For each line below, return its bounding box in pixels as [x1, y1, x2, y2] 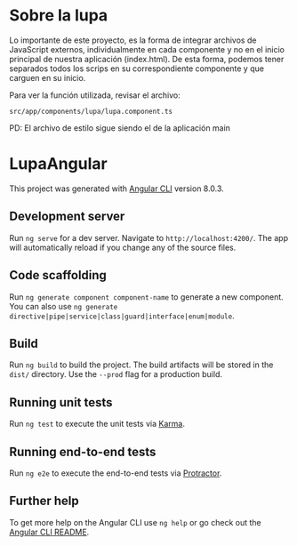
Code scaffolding [9, 268, 107, 283]
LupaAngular [9, 154, 108, 174]
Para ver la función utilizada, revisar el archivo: [9, 90, 181, 100]
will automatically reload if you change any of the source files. [9, 242, 237, 253]
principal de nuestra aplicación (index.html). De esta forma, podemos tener [9, 53, 285, 64]
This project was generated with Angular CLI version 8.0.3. [9, 183, 224, 194]
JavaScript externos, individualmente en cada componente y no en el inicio [9, 44, 285, 54]
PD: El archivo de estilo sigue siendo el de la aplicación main [9, 122, 231, 133]
